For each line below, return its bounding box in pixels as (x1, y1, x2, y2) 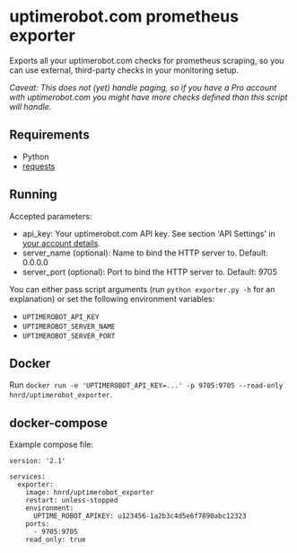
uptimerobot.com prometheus (9, 6, 240, 27)
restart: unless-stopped (25, 496, 118, 505)
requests (22, 160, 56, 172)
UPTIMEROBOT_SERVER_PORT (22, 331, 116, 341)
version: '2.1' (9, 457, 66, 466)
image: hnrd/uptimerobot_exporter (25, 488, 154, 497)
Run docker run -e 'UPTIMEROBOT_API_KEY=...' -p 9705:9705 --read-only (9, 379, 284, 390)
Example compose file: (9, 439, 94, 450)
